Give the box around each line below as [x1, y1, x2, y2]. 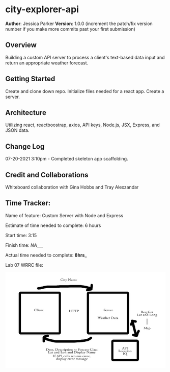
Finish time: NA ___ [5, 242, 43, 248]
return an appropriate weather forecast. [5, 60, 88, 66]
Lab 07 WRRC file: [5, 262, 43, 268]
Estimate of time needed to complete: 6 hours [5, 222, 101, 228]
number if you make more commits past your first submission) [5, 26, 136, 32]
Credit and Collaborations [5, 170, 89, 179]
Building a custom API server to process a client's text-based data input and [5, 54, 165, 60]
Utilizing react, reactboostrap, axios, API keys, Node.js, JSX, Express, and [5, 122, 160, 128]
